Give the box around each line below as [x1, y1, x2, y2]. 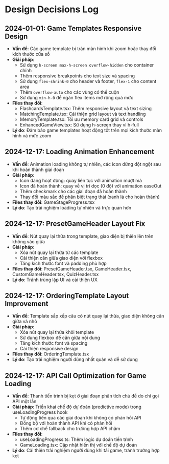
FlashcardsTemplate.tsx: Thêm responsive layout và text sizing [19, 106, 152, 111]
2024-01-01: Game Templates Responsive [5, 24, 142, 33]
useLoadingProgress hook [12, 409, 68, 415]
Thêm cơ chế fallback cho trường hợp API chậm [19, 426, 120, 432]
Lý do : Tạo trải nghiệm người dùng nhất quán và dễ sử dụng [12, 356, 138, 363]
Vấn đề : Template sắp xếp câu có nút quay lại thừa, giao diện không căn [12, 313, 164, 319]
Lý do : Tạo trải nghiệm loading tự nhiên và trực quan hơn [12, 204, 131, 210]
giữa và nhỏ [12, 319, 37, 325]
